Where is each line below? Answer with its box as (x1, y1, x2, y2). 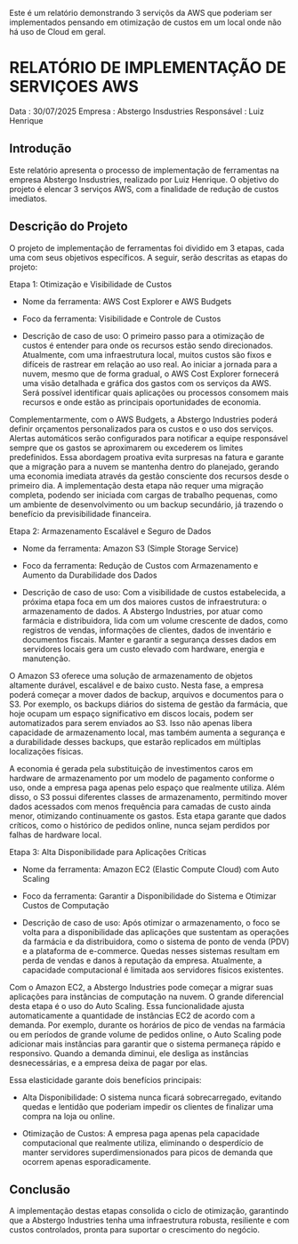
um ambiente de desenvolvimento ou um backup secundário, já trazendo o (9, 498, 284, 510)
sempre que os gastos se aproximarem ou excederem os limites (9, 442, 244, 453)
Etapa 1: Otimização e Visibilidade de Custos (9, 279, 172, 289)
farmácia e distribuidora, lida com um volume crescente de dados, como (21, 615, 288, 626)
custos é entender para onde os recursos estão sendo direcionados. (21, 340, 274, 351)
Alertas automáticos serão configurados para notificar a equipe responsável (9, 432, 288, 443)
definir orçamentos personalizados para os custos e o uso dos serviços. (9, 423, 274, 434)
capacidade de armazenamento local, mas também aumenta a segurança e (9, 727, 286, 738)
